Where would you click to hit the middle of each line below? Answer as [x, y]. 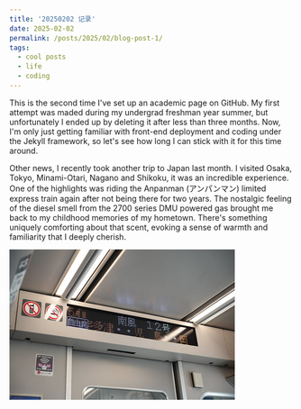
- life [30, 67]
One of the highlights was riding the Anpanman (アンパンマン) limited [138, 188]
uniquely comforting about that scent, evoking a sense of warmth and [139, 227]
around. [24, 150]
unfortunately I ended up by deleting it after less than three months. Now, [145, 122]
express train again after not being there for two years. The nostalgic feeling [150, 198]
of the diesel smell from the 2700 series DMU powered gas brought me [141, 208]
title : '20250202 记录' [53, 19]
